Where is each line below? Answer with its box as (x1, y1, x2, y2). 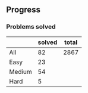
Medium (9, 67, 32, 76)
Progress (6, 5, 40, 15)
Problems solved (6, 23, 56, 31)
